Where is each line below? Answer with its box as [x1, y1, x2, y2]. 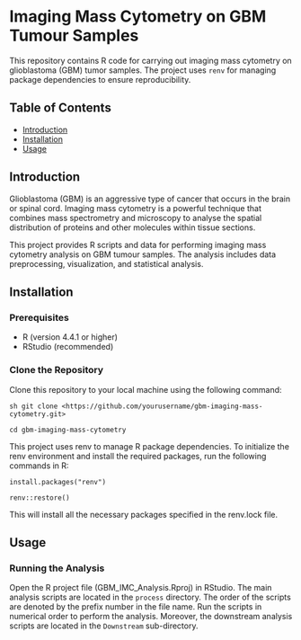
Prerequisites [9, 311, 69, 324]
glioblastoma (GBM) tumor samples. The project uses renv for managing [9, 65, 277, 76]
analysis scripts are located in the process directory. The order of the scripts [9, 591, 292, 603]
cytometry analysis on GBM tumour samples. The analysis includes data [9, 249, 277, 260]
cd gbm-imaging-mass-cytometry [9, 425, 127, 434]
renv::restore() [9, 493, 70, 502]
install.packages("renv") [9, 477, 106, 486]
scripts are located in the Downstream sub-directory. [9, 620, 199, 631]
